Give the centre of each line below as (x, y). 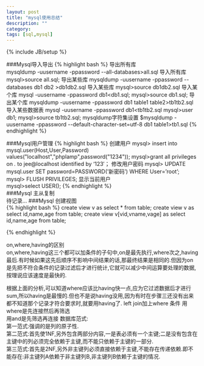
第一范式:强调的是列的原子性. (43, 326)
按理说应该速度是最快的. (37, 275)
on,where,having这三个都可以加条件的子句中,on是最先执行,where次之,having (102, 252)
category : (19, 29)
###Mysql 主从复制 (30, 193)
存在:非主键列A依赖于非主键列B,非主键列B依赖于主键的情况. (86, 357)
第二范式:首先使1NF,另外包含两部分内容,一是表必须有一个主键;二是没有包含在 (102, 334)
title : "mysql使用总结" (34, 18)
